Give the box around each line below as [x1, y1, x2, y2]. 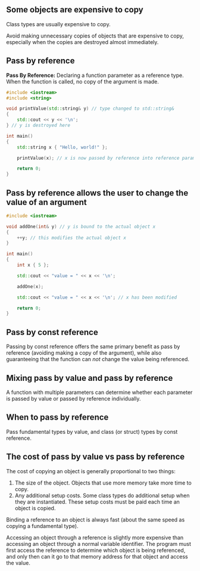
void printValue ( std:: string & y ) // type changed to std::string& [6, 105, 174, 112]
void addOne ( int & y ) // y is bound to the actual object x [6, 224, 156, 229]
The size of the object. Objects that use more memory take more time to [14, 479, 192, 486]
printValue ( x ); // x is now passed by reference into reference [17, 155, 180, 161]
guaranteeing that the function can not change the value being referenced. [6, 356, 189, 363]
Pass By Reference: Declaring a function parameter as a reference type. [6, 72, 184, 79]
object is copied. [14, 504, 56, 511]
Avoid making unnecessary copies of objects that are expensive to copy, [6, 32, 185, 39]
